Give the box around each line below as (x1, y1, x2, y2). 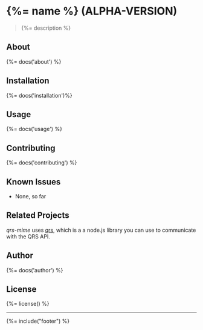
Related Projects (6, 210, 69, 221)
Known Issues (6, 177, 61, 187)
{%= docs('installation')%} (6, 92, 72, 99)
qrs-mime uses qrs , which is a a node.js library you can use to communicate (6, 226, 196, 234)
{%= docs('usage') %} (6, 126, 62, 133)
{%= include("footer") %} (6, 317, 70, 325)
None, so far (14, 193, 47, 200)
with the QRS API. (6, 232, 50, 240)
